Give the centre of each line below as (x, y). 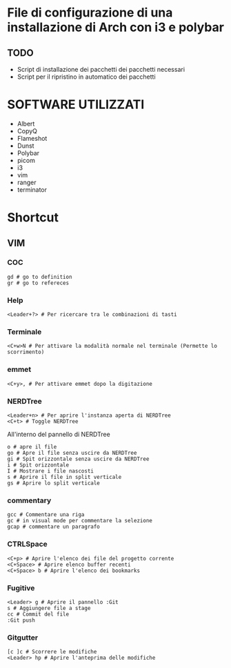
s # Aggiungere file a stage (49, 608)
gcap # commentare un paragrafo (53, 527)
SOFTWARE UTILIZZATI (76, 105)
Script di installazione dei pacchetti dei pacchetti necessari (101, 69)
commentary (29, 500)
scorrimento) (26, 352)
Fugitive (21, 588)
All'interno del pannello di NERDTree (59, 434)
